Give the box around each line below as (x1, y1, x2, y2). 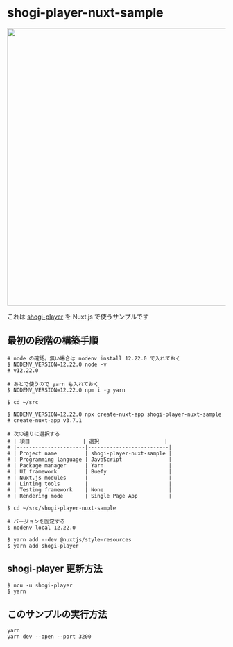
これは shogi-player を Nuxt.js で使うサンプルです (7, 312, 149, 321)
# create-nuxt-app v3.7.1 (7, 417, 82, 424)
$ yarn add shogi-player (7, 542, 79, 549)
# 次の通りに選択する (7, 430, 60, 437)
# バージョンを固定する (7, 518, 65, 525)
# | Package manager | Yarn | (7, 462, 172, 469)
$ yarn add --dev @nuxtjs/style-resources (7, 536, 132, 543)
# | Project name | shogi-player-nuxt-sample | (7, 450, 172, 457)
